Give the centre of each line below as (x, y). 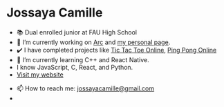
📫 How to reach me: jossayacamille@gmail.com (85, 88)
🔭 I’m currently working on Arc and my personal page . (93, 42)
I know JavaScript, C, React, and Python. (75, 67)
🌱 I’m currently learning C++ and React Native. (83, 59)
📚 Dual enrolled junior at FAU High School (77, 32)
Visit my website (40, 75)
